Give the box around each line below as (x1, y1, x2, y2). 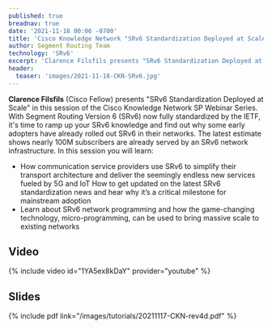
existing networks (19, 221, 80, 231)
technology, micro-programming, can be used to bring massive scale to (19, 213, 259, 222)
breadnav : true (8, 19, 60, 27)
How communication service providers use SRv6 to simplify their (19, 161, 236, 171)
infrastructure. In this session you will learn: (8, 146, 154, 155)
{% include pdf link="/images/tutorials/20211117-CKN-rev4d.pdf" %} (8, 311, 237, 321)
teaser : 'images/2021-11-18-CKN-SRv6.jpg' (15, 72, 161, 80)
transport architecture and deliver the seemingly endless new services (19, 170, 256, 179)
